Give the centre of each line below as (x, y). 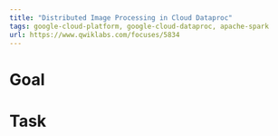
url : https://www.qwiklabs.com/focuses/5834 (95, 34)
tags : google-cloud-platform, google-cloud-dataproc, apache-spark (139, 26)
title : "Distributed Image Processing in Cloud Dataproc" (121, 18)
